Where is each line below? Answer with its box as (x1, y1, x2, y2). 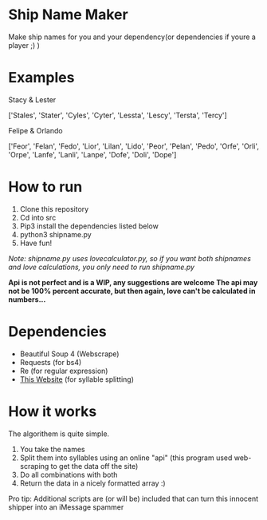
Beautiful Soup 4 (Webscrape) (19, 349, 120, 359)
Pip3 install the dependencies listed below (19, 221, 159, 231)
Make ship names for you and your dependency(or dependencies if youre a (8, 32, 257, 42)
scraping (19, 461, 49, 470)
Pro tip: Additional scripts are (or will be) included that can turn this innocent (8, 494, 259, 503)
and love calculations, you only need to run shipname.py (8, 262, 195, 272)
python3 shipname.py (19, 229, 92, 239)
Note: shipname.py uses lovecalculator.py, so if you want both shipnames (8, 253, 251, 263)
